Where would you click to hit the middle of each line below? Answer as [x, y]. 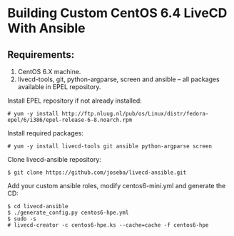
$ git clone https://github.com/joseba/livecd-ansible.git [97, 173]
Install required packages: [46, 133]
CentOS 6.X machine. [49, 72]
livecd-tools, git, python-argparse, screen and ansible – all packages [118, 79]
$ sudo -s [22, 219]
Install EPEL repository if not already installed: [75, 101]
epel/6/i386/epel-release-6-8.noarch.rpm [70, 120]
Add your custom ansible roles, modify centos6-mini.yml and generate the [117, 186]
